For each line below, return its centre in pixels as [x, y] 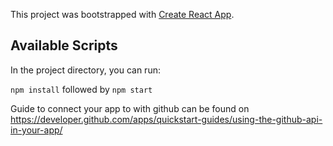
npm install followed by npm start [81, 89]
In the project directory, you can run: [85, 70]
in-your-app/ [36, 130]
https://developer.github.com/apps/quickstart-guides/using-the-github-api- [166, 119]
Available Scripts [64, 45]
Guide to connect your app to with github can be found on [130, 108]
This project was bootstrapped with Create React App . [122, 14]
